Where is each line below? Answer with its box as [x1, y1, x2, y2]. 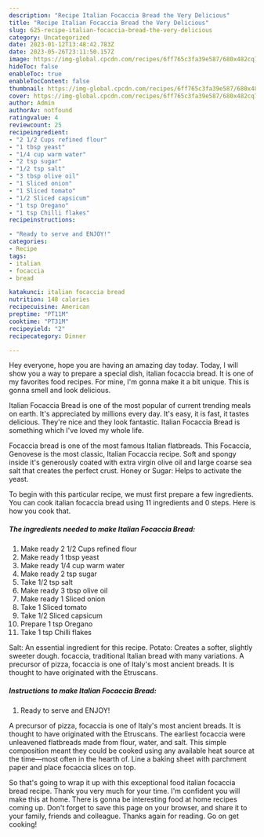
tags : [9, 252, 27, 260]
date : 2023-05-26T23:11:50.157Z [9, 48, 114, 56]
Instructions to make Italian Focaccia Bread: [9, 685, 157, 696]
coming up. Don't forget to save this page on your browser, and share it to [9, 803, 248, 813]
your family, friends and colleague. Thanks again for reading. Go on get [9, 811, 240, 821]
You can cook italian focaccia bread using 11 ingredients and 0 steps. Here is [9, 498, 256, 508]
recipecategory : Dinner [9, 332, 87, 340]
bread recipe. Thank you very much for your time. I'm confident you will [9, 787, 240, 796]
